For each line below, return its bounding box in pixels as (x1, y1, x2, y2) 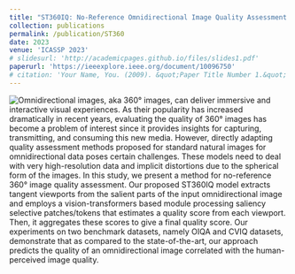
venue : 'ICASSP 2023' (9, 46, 89, 55)
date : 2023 (9, 37, 50, 47)
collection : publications (9, 21, 105, 30)
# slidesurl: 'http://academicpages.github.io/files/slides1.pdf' (9, 54, 260, 63)
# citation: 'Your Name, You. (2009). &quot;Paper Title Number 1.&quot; (9, 71, 288, 80)
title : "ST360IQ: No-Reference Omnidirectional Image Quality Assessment (9, 12, 288, 22)
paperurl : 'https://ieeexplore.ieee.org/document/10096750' (9, 63, 237, 72)
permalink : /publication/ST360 (9, 29, 125, 38)
